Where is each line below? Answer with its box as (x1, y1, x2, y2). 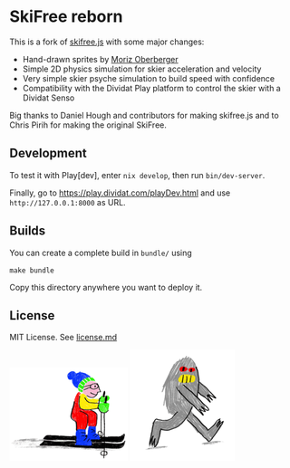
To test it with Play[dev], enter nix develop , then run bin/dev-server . (9, 169, 266, 180)
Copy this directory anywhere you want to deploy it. (9, 282, 203, 292)
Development (9, 146, 88, 161)
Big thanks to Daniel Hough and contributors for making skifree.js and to (9, 110, 279, 120)
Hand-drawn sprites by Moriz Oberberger (22, 53, 179, 64)
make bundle (9, 265, 54, 275)
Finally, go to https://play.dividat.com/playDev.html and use (9, 187, 231, 198)
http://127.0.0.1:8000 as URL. (9, 196, 126, 207)
